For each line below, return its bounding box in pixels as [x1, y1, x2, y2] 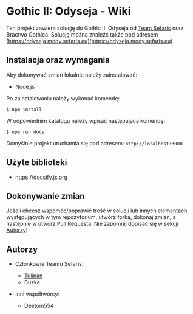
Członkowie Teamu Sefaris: [15, 260, 84, 268]
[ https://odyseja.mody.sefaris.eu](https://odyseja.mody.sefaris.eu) [6, 37, 173, 44]
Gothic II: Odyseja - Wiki [6, 4, 131, 18]
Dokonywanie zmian [6, 190, 85, 201]
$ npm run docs [6, 129, 45, 135]
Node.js [15, 83, 35, 90]
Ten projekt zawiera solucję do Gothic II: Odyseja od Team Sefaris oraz [6, 24, 184, 32]
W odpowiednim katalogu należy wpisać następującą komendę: [6, 117, 166, 124]
